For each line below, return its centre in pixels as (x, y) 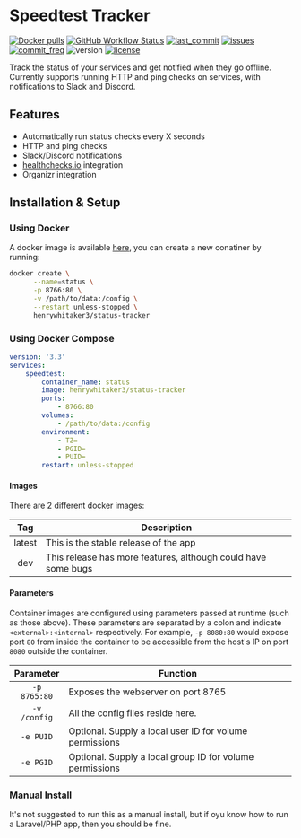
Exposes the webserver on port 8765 (147, 692)
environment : (66, 432)
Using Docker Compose (62, 338)
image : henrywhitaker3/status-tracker (114, 390)
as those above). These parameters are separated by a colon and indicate (146, 622)
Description (167, 528)
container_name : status (86, 382)
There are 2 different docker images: (77, 506)
